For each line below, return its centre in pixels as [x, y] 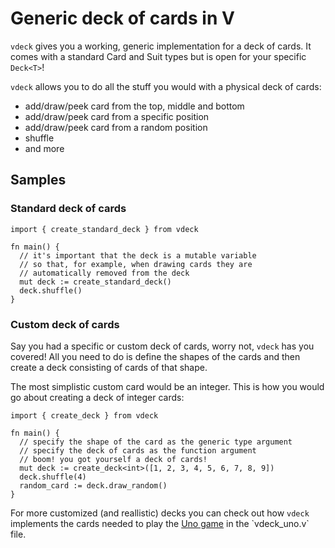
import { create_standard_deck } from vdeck [104, 229]
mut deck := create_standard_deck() [95, 282]
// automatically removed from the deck [104, 273]
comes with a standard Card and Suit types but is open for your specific [158, 56]
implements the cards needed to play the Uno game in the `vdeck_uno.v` [160, 523]
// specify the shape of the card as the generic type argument [156, 442]
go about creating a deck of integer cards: [97, 397]
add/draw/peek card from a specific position [117, 116]
